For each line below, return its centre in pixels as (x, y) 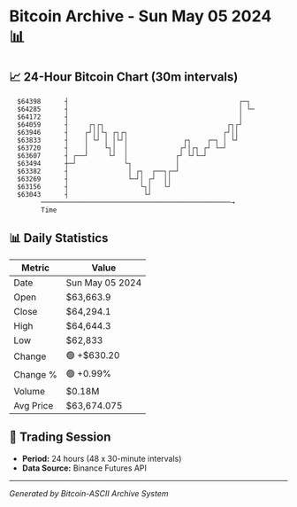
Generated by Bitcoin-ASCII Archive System (89, 493)
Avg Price (34, 405)
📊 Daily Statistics (59, 238)
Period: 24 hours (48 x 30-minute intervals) (102, 458)
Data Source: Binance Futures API (84, 468)
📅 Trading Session (60, 437)
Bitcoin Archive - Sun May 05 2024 (141, 16)
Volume (30, 391)
